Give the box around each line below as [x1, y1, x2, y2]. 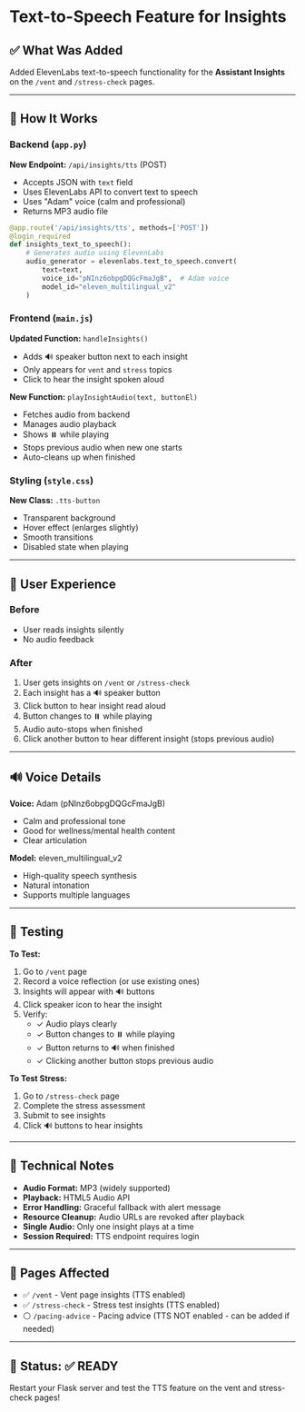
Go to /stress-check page [22, 1090, 120, 1101]
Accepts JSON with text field [22, 176, 133, 187]
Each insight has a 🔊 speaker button [22, 688, 161, 699]
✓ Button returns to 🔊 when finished [35, 1042, 175, 1053]
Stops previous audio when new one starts [22, 442, 183, 452]
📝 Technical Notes [9, 1158, 114, 1174]
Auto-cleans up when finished [22, 452, 136, 462]
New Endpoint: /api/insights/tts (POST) [9, 159, 168, 170]
